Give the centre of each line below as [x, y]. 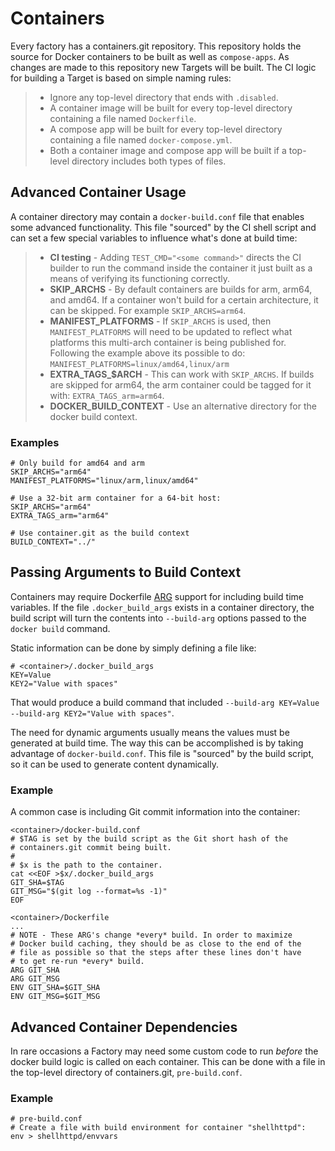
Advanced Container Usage [98, 192]
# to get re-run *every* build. [77, 962]
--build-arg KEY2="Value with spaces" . [92, 713]
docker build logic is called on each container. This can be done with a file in [168, 1061]
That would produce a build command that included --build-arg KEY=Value [165, 702]
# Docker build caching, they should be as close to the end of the [156, 944]
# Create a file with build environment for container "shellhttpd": [158, 1128]
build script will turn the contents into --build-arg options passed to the [158, 618]
